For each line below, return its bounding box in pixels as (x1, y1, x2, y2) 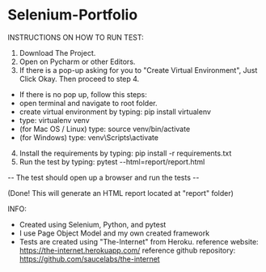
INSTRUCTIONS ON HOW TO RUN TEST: (7, 32, 144, 42)
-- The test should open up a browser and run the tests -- (7, 172, 200, 182)
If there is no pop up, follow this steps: (19, 89, 147, 99)
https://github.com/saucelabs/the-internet (19, 253, 160, 264)
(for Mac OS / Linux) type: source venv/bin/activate (19, 124, 191, 134)
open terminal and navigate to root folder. (19, 98, 158, 108)
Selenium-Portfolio (7, 6, 138, 24)
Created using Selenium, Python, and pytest (19, 219, 167, 229)
